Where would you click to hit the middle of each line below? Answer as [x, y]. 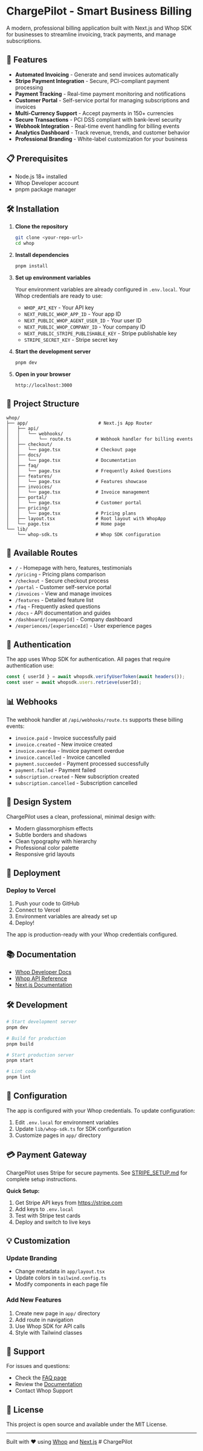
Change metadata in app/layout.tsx [60, 1272]
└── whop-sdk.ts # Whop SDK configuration [89, 535]
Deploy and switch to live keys [53, 1222]
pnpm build [20, 1044]
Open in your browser [43, 374]
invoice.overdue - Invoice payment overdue [70, 750]
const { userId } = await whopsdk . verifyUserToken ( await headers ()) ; [96, 677]
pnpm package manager [46, 189]
